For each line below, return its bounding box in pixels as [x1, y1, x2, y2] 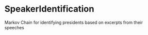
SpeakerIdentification [4, 3, 95, 15]
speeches [4, 24, 25, 30]
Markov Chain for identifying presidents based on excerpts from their [4, 19, 143, 25]
